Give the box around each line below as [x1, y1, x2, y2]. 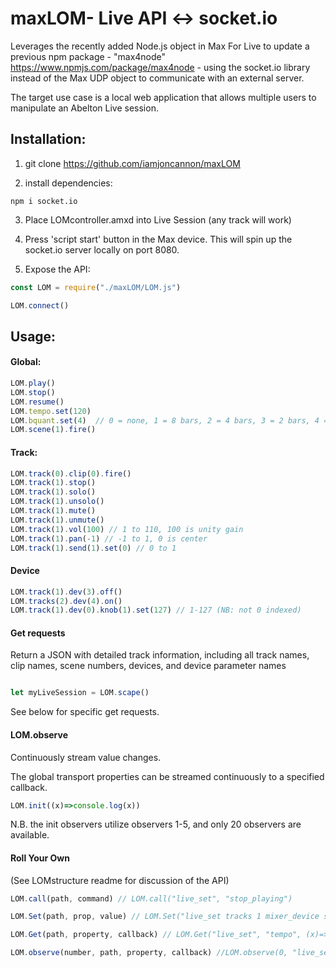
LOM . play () [10, 378, 56, 389]
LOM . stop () [10, 387, 56, 397]
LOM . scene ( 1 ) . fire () [10, 425, 97, 435]
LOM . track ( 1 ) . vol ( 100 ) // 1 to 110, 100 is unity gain [10, 524, 244, 534]
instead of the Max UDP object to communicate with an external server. [10, 72, 305, 84]
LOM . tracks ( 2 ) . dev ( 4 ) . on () [10, 596, 123, 606]
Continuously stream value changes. [10, 751, 162, 763]
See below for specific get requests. [10, 706, 160, 718]
